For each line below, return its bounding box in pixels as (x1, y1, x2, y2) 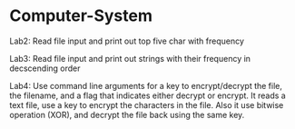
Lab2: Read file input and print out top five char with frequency (9, 35, 245, 46)
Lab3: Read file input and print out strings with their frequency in (9, 53, 251, 64)
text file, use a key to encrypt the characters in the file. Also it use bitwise (9, 99, 284, 110)
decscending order (9, 63, 81, 74)
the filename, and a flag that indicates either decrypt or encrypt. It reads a (9, 90, 286, 101)
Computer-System (9, 5, 152, 26)
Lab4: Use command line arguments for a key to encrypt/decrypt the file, (9, 80, 283, 91)
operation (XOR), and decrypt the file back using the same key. (9, 109, 245, 120)
